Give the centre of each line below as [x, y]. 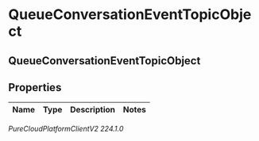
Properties [35, 88]
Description [93, 110]
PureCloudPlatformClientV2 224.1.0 [66, 129]
